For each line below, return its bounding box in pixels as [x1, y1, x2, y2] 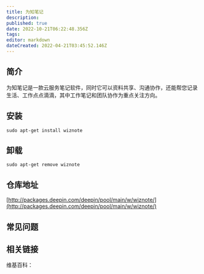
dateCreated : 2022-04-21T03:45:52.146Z [6, 43, 107, 49]
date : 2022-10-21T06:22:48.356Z [6, 25, 88, 32]
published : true [6, 20, 47, 26]
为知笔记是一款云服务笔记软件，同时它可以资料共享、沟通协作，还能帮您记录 [6, 84, 198, 91]
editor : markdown [6, 37, 50, 43]
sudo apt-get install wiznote [6, 127, 83, 133]
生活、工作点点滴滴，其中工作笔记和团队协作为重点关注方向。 [6, 92, 161, 99]
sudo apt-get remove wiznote [6, 162, 80, 168]
